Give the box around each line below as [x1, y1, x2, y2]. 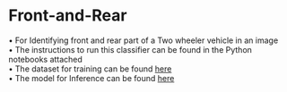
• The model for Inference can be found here [8, 72, 175, 83]
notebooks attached [8, 54, 83, 64]
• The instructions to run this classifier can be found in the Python [8, 44, 253, 54]
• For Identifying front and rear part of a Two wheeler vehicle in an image [8, 35, 279, 46]
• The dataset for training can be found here [8, 63, 172, 74]
